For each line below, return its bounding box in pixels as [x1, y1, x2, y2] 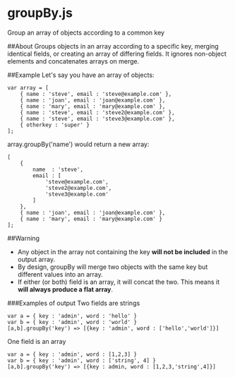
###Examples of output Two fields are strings [7, 299, 140, 307]
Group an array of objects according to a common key [7, 28, 164, 37]
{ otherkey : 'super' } [20, 121, 90, 128]
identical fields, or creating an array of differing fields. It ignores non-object [7, 49, 227, 58]
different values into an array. [17, 270, 104, 278]
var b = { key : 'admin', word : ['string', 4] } [7, 357, 157, 364]
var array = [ [7, 84, 49, 91]
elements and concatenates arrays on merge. [7, 56, 140, 65]
